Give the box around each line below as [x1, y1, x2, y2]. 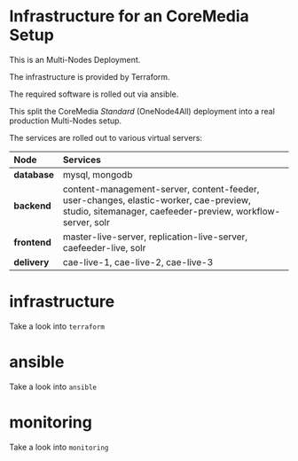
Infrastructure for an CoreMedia [9, 6, 250, 27]
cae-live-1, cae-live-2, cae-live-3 [62, 255, 214, 268]
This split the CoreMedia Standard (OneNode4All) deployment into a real [9, 105, 275, 116]
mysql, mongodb [62, 168, 133, 181]
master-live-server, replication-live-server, [62, 230, 248, 243]
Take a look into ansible [9, 381, 98, 392]
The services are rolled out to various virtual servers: [9, 132, 202, 143]
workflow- [235, 205, 281, 217]
